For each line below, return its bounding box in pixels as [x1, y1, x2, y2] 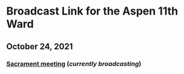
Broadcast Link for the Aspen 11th [6, 4, 179, 18]
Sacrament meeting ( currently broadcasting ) [6, 59, 142, 68]
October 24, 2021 [6, 41, 73, 52]
